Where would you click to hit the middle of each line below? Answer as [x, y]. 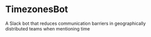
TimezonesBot [37, 9]
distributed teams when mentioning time [48, 28]
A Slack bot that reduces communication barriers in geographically [76, 23]
